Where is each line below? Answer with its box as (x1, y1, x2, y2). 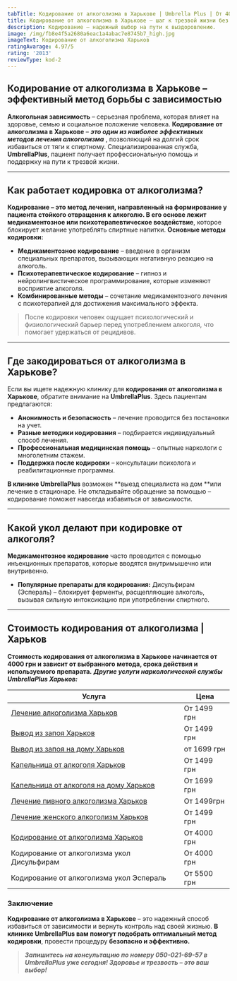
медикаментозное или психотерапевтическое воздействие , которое (7, 218, 222, 227)
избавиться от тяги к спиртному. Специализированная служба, (7, 142, 199, 150)
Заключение (7, 898, 54, 908)
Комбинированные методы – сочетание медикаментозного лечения (17, 292, 228, 300)
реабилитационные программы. (17, 466, 115, 475)
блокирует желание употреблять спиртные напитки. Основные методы (7, 225, 226, 234)
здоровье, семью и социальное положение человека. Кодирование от (7, 119, 223, 128)
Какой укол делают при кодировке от (7, 522, 183, 534)
